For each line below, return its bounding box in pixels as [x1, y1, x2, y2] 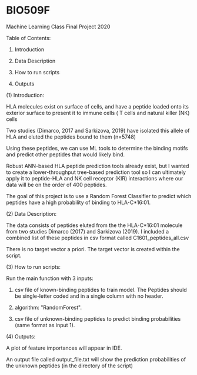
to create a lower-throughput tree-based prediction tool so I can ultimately [6, 169, 186, 176]
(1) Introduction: [6, 91, 45, 98]
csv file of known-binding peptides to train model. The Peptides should [14, 286, 187, 293]
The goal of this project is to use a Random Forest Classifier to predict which [6, 192, 192, 199]
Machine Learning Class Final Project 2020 [6, 23, 111, 30]
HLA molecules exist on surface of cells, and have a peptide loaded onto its [6, 103, 189, 110]
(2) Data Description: [6, 210, 57, 217]
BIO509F [6, 4, 50, 17]
